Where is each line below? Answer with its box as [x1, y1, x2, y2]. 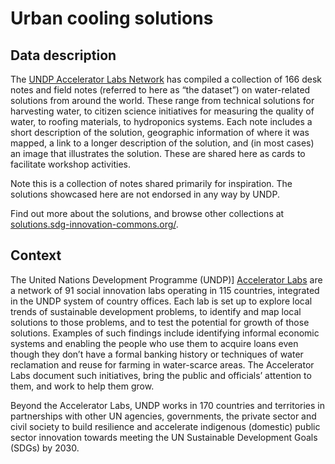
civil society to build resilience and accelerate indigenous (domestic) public [10, 420, 321, 432]
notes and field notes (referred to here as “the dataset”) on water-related [10, 84, 311, 96]
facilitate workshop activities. [10, 158, 132, 170]
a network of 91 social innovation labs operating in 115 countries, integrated [10, 284, 320, 296]
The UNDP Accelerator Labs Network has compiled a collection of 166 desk [10, 73, 322, 85]
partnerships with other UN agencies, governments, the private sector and [10, 410, 317, 422]
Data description [10, 47, 117, 64]
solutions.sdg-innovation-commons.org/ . [10, 218, 179, 230]
